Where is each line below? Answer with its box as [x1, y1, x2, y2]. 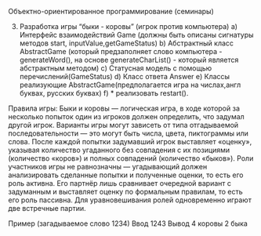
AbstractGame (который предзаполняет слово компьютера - [19, 47, 223, 56]
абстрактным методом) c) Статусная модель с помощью [19, 64, 212, 73]
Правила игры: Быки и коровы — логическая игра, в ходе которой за [8, 103, 241, 113]
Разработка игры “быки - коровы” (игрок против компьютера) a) [19, 22, 237, 31]
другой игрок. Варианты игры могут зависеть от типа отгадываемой [8, 121, 239, 129]
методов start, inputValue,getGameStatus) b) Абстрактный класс [19, 38, 234, 48]
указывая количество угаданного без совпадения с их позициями [8, 145, 230, 154]
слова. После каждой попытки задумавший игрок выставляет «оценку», [8, 137, 252, 146]
